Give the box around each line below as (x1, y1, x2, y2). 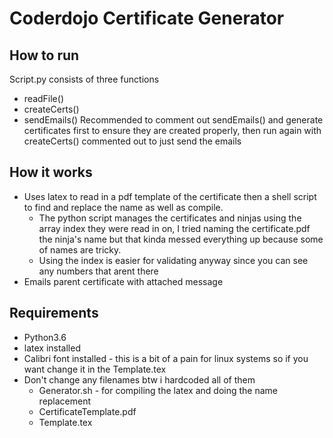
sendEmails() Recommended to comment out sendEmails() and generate (23, 114, 324, 126)
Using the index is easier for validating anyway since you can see (38, 254, 309, 266)
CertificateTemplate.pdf (38, 405, 137, 417)
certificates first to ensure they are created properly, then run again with (23, 125, 322, 136)
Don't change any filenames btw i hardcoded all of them (23, 373, 256, 386)
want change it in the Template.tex (23, 363, 167, 375)
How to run (9, 47, 80, 64)
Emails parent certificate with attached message (23, 275, 224, 287)
